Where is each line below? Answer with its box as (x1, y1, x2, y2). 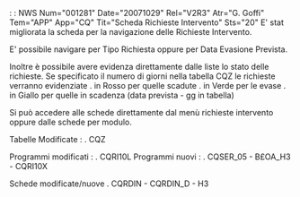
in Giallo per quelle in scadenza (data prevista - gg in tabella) (9, 90, 235, 100)
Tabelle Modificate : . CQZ (9, 134, 106, 144)
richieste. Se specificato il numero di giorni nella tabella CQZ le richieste (9, 71, 276, 81)
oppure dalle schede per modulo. (9, 116, 133, 127)
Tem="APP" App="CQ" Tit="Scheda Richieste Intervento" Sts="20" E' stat (9, 17, 285, 28)
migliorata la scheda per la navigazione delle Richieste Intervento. (9, 27, 252, 37)
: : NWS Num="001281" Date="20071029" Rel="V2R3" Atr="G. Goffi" (9, 8, 265, 18)
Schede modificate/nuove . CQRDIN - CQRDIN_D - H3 (9, 178, 209, 189)
